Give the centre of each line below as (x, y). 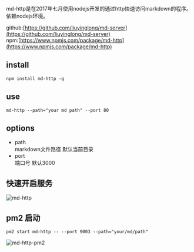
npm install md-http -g (35, 78)
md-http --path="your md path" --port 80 (58, 110)
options (21, 128)
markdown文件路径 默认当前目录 (54, 150)
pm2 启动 (23, 218)
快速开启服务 (29, 183)
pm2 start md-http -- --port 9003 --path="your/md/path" (77, 232)
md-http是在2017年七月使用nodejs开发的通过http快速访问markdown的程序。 (99, 9)
